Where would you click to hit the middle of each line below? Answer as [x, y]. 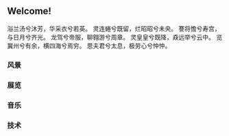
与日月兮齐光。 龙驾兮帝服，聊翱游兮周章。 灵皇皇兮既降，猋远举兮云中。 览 [115, 37]
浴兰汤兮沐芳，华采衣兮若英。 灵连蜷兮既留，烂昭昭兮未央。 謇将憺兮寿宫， [114, 28]
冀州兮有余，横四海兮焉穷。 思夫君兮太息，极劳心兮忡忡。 [89, 45]
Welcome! [29, 11]
